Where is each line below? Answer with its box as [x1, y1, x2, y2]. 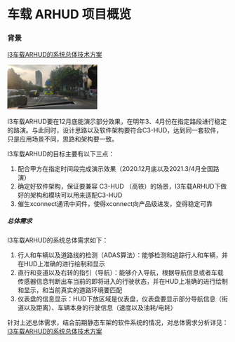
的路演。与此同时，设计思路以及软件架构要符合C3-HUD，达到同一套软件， [7, 125, 223, 134]
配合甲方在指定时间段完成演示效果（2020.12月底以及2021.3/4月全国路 [17, 164, 220, 172]
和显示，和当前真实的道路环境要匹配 [17, 285, 123, 294]
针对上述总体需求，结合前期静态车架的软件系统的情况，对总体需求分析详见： [7, 318, 229, 327]
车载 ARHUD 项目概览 [7, 6, 132, 22]
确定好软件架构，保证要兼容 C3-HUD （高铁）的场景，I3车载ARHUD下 [17, 182, 221, 190]
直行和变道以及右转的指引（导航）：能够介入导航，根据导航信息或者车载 [17, 268, 224, 277]
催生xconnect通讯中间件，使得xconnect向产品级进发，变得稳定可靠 [17, 199, 213, 207]
